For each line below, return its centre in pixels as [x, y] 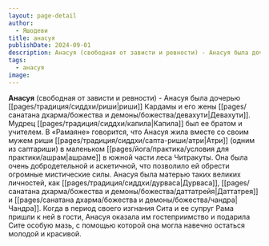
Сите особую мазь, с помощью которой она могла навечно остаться [127, 225]
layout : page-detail [43, 16]
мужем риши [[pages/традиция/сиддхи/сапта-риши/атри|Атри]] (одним [132, 140]
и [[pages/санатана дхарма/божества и [76, 200]
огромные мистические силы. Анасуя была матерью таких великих [125, 174]
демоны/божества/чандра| [191, 200]
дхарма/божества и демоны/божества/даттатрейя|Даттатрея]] [150, 191]
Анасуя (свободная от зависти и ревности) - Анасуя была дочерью [124, 97]
